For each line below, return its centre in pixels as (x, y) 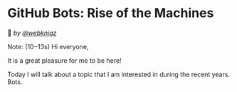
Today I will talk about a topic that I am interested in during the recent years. (118, 74)
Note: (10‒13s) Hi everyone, (48, 46)
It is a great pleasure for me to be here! (65, 60)
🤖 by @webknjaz (32, 33)
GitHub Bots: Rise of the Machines (111, 13)
